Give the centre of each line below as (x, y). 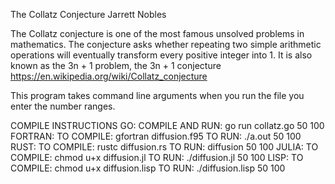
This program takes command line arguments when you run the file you (157, 95)
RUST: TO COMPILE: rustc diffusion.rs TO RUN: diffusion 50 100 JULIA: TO (164, 147)
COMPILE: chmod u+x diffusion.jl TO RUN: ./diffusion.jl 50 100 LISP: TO (157, 157)
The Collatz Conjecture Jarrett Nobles (88, 14)
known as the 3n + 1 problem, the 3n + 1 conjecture (116, 65)
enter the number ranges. (63, 106)
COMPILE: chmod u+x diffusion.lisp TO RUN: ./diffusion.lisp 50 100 (148, 168)
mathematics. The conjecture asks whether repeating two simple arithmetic (166, 44)
